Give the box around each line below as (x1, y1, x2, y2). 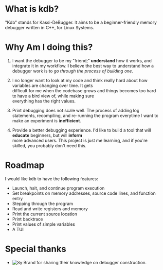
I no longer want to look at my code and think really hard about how (12, 77, 147, 83)
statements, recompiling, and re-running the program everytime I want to (12, 113, 159, 118)
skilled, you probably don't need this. (12, 142, 87, 149)
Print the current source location (12, 211, 77, 217)
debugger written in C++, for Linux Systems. (5, 24, 94, 30)
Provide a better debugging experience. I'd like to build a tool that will (12, 127, 151, 133)
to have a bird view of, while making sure (12, 93, 94, 99)
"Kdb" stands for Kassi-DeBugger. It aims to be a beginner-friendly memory (5, 19, 157, 25)
